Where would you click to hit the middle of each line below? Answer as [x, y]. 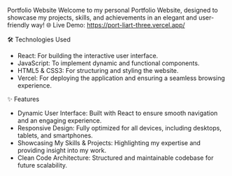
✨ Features [23, 99]
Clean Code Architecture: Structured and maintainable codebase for [115, 158]
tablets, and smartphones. [55, 135]
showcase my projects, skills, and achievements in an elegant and [102, 18]
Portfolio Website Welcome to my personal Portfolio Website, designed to [113, 10]
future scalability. [42, 165]
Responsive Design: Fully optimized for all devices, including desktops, [119, 128]
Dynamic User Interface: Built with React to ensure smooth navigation [117, 113]
